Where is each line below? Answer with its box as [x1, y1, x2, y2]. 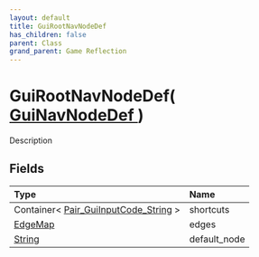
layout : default [9, 13, 70, 23]
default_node [189, 233, 245, 245]
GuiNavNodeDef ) [9, 105, 144, 126]
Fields [9, 161, 45, 176]
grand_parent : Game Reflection [9, 47, 127, 56]
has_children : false [9, 30, 88, 39]
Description [9, 135, 52, 146]
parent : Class [9, 38, 63, 48]
